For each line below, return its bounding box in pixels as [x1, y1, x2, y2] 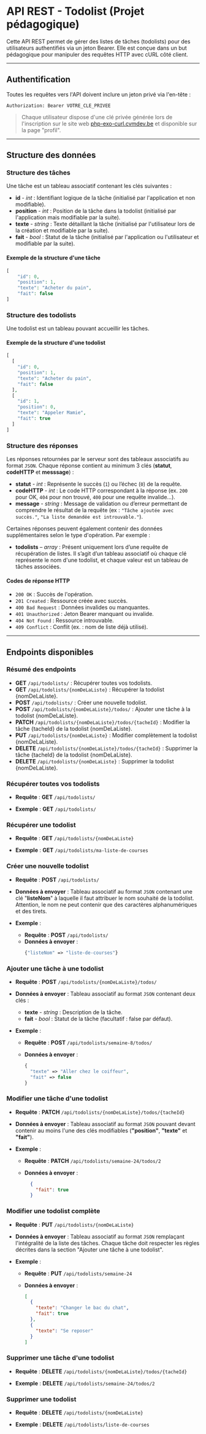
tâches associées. [15, 562, 61, 570]
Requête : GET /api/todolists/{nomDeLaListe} [15, 835, 134, 842]
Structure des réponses [6, 441, 78, 450]
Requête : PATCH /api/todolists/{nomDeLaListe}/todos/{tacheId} [15, 1108, 185, 1116]
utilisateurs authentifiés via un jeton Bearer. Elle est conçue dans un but [6, 44, 187, 52]
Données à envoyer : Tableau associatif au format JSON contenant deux [15, 990, 196, 997]
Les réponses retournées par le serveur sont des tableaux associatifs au [6, 455, 189, 462]
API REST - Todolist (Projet [6, 4, 145, 18]
